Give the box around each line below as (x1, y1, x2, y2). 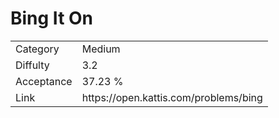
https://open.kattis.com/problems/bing (81, 90, 263, 104)
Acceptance (15, 74, 73, 88)
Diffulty (15, 58, 50, 72)
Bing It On (10, 7, 94, 30)
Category (15, 42, 60, 56)
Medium (81, 42, 121, 56)
